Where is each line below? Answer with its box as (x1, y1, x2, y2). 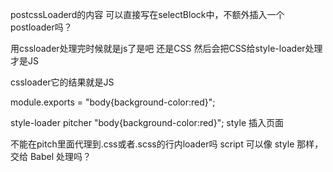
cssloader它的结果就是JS (10, 76, 115, 88)
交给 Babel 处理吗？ (10, 151, 92, 162)
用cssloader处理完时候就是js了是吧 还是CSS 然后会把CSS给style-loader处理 (10, 43, 323, 54)
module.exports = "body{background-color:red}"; (10, 96, 216, 108)
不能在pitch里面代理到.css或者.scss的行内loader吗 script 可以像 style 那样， (10, 138, 324, 150)
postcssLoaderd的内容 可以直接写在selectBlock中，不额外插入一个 (10, 9, 285, 20)
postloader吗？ (10, 21, 73, 33)
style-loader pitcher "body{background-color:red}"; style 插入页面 (10, 117, 285, 128)
